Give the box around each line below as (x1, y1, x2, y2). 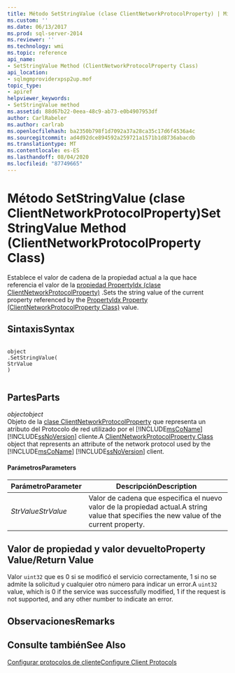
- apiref (7, 88, 33, 95)
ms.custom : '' (7, 17, 49, 24)
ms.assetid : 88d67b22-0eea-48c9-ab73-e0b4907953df (7, 108, 158, 115)
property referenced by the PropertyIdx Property (7, 295, 148, 304)
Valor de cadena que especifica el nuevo (88, 493, 222, 503)
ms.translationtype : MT (7, 141, 77, 148)
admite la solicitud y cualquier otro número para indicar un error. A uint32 (7, 580, 218, 589)
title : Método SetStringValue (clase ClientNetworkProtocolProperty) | (7, 10, 220, 18)
